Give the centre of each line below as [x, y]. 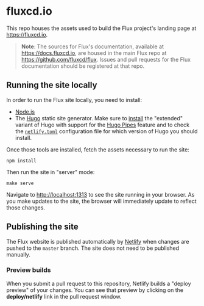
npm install [21, 161]
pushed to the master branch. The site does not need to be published [93, 248]
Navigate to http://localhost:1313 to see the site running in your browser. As [100, 194]
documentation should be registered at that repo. [83, 66]
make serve [20, 183]
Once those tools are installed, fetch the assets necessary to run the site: [98, 149]
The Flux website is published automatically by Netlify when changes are [98, 241]
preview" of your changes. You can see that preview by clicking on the [95, 290]
